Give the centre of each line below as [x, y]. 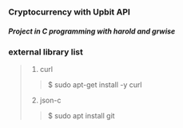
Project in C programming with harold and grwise [92, 31]
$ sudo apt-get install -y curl [95, 85]
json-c [50, 100]
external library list [46, 52]
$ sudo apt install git [81, 116]
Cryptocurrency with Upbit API [69, 12]
